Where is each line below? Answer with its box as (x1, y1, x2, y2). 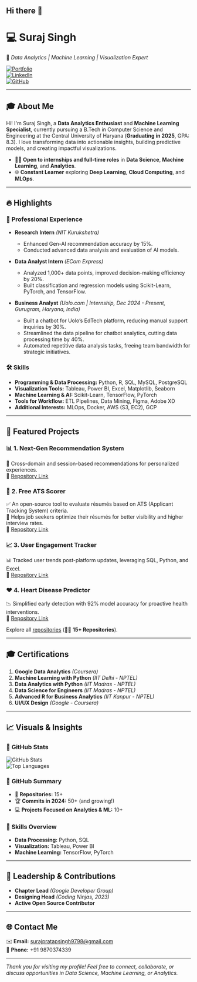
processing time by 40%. (23, 336, 84, 343)
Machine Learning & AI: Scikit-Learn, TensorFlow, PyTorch (14, 392, 157, 399)
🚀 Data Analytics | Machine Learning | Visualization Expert (6, 54, 148, 61)
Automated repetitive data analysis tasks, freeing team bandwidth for (23, 342, 191, 349)
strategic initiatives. (23, 348, 71, 355)
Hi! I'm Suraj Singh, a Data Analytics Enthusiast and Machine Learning (6, 120, 179, 127)
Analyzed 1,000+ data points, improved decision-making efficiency (23, 269, 185, 276)
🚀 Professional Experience (6, 215, 83, 223)
